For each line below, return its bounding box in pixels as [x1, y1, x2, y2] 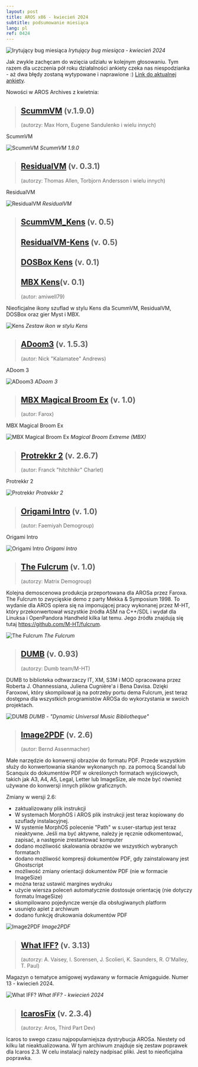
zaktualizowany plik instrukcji [14, 805, 86, 812]
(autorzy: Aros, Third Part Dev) [20, 1024, 96, 1032]
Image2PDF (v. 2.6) [20, 730, 93, 740]
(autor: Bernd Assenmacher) [20, 746, 90, 753]
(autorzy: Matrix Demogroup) [20, 577, 92, 585]
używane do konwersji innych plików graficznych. [6, 782, 127, 789]
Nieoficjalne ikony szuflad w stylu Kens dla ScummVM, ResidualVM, [6, 304, 171, 311]
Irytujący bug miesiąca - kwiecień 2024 [68, 47, 165, 54]
